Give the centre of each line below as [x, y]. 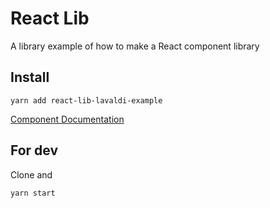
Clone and [31, 174]
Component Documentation [67, 119]
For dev [34, 150]
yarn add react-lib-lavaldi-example [86, 100]
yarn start [33, 193]
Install [30, 77]
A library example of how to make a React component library [135, 46]
